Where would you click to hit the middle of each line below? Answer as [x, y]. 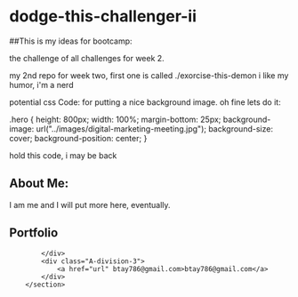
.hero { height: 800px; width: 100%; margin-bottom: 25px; [115, 119]
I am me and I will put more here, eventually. [90, 205]
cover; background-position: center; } [78, 138]
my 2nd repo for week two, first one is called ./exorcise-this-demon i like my [149, 75]
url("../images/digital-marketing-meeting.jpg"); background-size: [155, 128]
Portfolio [34, 233]
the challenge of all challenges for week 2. [87, 58]
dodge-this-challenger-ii [103, 16]
